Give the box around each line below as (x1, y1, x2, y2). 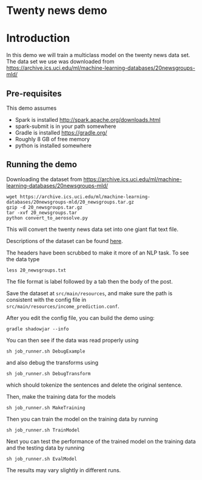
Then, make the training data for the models (6, 393, 116, 400)
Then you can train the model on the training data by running (6, 415, 158, 422)
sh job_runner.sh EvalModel (6, 456, 78, 462)
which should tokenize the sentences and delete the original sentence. (6, 381, 183, 388)
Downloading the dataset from (6, 175, 82, 182)
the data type (6, 255, 40, 262)
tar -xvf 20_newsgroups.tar (6, 210, 78, 216)
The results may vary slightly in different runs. (6, 466, 121, 473)
